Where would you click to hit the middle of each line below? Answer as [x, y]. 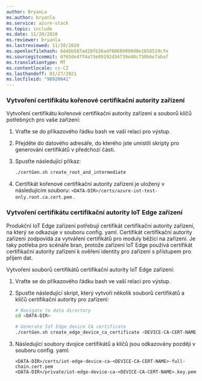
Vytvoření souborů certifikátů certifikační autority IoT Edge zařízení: [90, 269]
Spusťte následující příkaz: [48, 161]
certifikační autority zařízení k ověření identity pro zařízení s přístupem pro [99, 251]
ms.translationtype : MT [36, 62]
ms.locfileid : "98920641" [39, 79]
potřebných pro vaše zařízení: [43, 120]
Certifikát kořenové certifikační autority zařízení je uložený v [90, 184]
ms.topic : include [29, 29]
